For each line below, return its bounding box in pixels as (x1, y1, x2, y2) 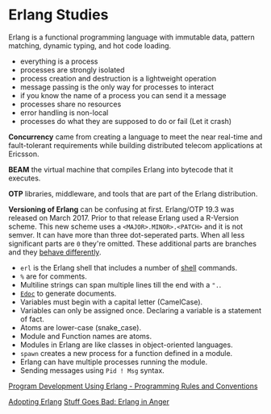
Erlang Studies (8, 6, 109, 24)
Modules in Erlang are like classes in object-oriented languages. (19, 340, 233, 350)
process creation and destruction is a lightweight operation (19, 73, 216, 83)
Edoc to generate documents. (19, 288, 117, 298)
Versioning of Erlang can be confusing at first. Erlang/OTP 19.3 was (8, 204, 235, 214)
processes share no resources (19, 99, 122, 109)
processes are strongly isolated (19, 64, 125, 74)
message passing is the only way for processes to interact (19, 82, 215, 92)
